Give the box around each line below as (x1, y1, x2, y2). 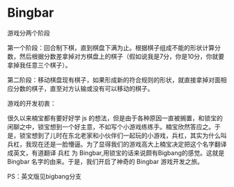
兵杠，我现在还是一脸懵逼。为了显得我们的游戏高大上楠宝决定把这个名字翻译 (7, 140, 227, 148)
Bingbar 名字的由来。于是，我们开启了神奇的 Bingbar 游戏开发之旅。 (7, 157, 204, 165)
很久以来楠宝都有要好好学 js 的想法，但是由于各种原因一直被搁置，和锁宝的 (7, 113, 223, 122)
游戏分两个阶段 (7, 29, 50, 37)
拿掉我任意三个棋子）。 (7, 60, 72, 69)
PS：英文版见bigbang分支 (7, 172, 81, 180)
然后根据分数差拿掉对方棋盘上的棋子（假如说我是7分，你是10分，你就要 (19, 52, 225, 60)
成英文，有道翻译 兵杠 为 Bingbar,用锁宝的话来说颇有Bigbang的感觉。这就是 (7, 148, 225, 157)
